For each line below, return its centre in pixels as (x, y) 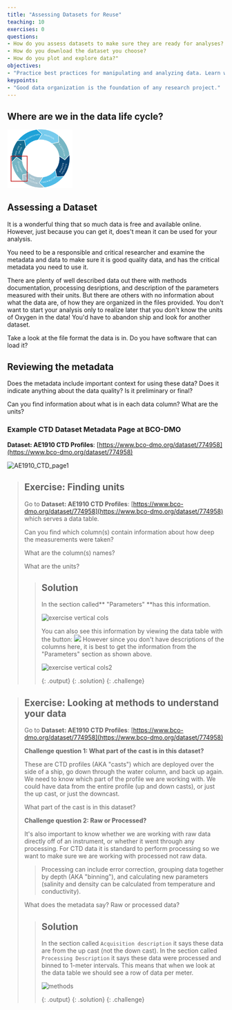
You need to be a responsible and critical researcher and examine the (106, 252)
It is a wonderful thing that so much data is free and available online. (104, 224)
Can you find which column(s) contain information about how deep (119, 532)
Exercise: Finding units (74, 487)
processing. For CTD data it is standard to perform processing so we (122, 849)
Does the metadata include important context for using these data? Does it (113, 383)
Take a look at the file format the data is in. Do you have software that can (112, 338)
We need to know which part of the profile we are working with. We (120, 779)
